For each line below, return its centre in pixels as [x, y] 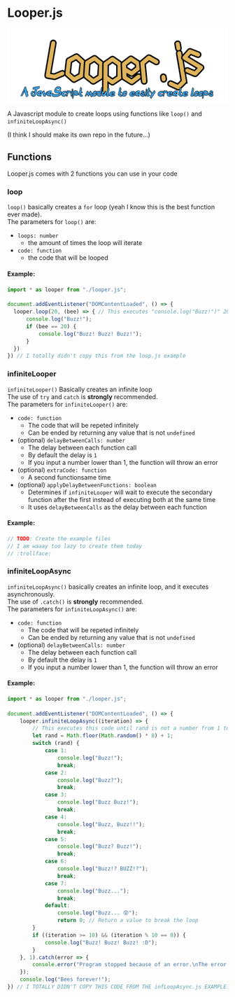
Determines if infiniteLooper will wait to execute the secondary [120, 492]
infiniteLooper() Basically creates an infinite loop [80, 389]
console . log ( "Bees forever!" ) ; [65, 979]
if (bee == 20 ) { [51, 326]
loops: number [38, 236]
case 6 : [56, 862]
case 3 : [56, 795]
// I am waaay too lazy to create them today [74, 546]
